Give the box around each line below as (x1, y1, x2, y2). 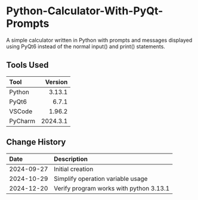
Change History (6, 137, 66, 147)
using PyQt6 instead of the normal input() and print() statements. (6, 43, 166, 50)
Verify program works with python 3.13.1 (53, 184, 170, 192)
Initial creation (53, 165, 94, 173)
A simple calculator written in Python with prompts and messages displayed (6, 36, 193, 43)
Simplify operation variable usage (53, 174, 148, 183)
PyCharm (9, 117, 36, 125)
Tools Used (6, 60, 49, 70)
